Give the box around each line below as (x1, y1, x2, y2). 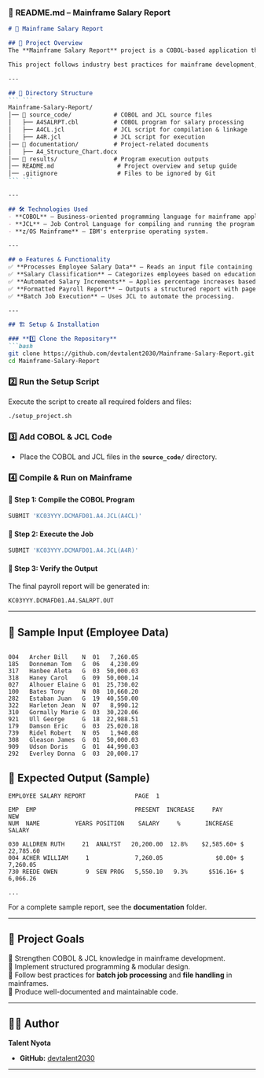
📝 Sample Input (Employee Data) (8, 625, 169, 639)
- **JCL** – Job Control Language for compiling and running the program (8, 220, 255, 228)
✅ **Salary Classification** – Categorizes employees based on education (8, 271, 257, 279)
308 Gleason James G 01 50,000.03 (8, 736, 139, 744)
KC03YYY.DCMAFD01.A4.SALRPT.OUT (8, 596, 114, 605)
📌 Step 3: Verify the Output (8, 563, 98, 573)
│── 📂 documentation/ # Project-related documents (8, 140, 210, 148)
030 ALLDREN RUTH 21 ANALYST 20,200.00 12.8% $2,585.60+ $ (8, 840, 244, 849)
